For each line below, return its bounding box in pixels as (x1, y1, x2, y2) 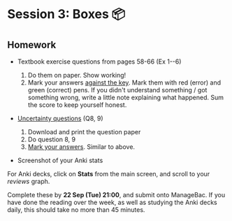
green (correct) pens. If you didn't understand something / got (27, 86, 208, 94)
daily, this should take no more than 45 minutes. (7, 206, 145, 214)
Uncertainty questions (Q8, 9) (17, 114, 103, 122)
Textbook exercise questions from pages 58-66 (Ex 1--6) (17, 57, 182, 66)
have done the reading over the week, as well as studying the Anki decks (7, 198, 218, 206)
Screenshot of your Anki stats (17, 156, 103, 164)
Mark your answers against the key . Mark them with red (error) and (27, 78, 222, 87)
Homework (7, 38, 57, 50)
